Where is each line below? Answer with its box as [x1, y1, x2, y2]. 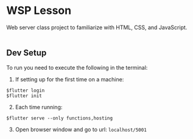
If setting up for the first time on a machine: [15, 75, 124, 83]
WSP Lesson [6, 4, 72, 18]
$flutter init [6, 92, 43, 99]
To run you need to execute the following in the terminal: [6, 64, 148, 71]
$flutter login [6, 87, 45, 93]
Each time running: [15, 103, 63, 110]
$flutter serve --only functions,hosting [6, 115, 113, 121]
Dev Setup [6, 48, 47, 58]
